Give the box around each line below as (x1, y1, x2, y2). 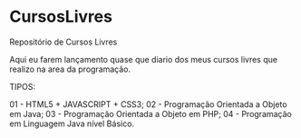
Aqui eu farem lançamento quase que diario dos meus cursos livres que (9, 54, 278, 64)
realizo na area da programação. (9, 64, 131, 74)
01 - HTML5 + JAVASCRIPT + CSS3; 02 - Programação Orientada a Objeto (9, 98, 287, 110)
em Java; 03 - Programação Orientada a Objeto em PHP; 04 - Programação (9, 108, 293, 119)
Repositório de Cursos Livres (9, 36, 118, 47)
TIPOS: (9, 81, 36, 92)
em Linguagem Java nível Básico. (9, 118, 134, 129)
